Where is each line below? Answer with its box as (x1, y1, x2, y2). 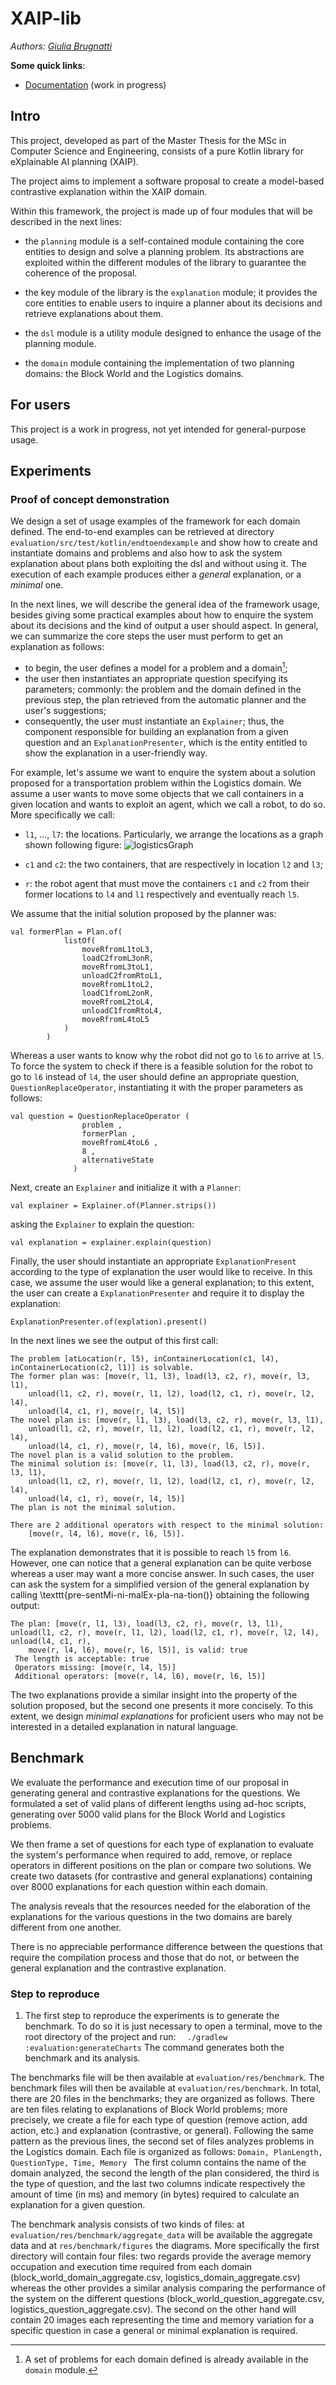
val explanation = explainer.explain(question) (10, 1237, 213, 1247)
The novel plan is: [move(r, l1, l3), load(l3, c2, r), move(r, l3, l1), (10, 1415, 325, 1425)
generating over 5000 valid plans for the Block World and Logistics (10, 1808, 286, 1820)
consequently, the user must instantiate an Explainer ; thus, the (24, 715, 285, 727)
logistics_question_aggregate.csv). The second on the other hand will (10, 2303, 297, 2316)
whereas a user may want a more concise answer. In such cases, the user (10, 1567, 315, 1579)
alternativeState (81, 1155, 155, 1165)
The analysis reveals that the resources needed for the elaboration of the (10, 1900, 312, 1912)
